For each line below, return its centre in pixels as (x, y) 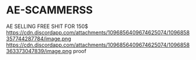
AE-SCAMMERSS (50, 10)
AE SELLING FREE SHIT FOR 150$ (47, 26)
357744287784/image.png (39, 38)
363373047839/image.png (39, 51)
